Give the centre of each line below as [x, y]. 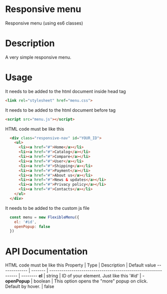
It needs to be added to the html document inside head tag [65, 91]
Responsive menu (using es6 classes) [44, 23]
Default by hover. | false [30, 286]
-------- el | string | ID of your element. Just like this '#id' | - [83, 276]
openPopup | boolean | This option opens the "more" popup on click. [76, 281]
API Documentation [46, 251]
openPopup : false [32, 226]
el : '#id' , [25, 222]
